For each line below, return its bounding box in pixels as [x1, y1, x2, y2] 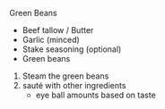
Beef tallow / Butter [22, 25, 94, 35]
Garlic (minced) [22, 35, 81, 45]
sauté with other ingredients [22, 80, 126, 90]
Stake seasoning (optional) [22, 44, 122, 54]
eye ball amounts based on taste [35, 89, 157, 100]
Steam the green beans [22, 71, 109, 81]
